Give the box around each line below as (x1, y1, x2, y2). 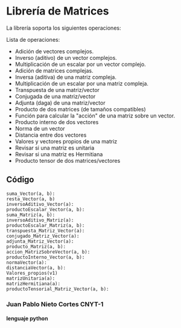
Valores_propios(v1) (6, 270, 59, 276)
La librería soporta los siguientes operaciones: (6, 24, 121, 31)
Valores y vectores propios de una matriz (14, 137, 118, 145)
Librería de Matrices (6, 4, 109, 18)
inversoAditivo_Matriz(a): (6, 217, 74, 223)
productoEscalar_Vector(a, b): (6, 206, 85, 212)
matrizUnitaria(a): (6, 275, 56, 281)
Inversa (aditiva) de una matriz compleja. (14, 73, 116, 80)
